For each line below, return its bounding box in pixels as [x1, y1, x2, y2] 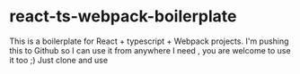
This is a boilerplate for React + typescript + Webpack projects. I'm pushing [9, 36, 289, 46]
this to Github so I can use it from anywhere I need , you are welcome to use [9, 45, 291, 55]
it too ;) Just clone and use [9, 54, 109, 65]
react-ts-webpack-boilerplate [9, 6, 237, 27]
